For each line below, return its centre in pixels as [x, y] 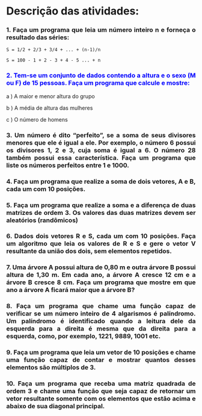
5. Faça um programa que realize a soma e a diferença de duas [101, 205]
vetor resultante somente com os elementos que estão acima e [101, 399]
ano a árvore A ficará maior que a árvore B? [71, 290]
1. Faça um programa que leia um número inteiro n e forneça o [101, 30]
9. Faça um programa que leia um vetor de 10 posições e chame [101, 352]
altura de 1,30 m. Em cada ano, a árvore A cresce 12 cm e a [101, 275]
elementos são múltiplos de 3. [51, 367]
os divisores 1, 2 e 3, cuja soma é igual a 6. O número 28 [101, 150]
